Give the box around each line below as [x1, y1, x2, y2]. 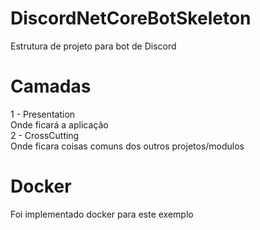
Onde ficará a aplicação [10, 118, 109, 131]
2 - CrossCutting [10, 129, 80, 141]
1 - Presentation [10, 108, 76, 120]
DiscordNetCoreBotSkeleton [10, 7, 252, 30]
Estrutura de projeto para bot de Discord [10, 40, 177, 52]
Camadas [10, 75, 92, 98]
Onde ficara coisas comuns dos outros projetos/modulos [10, 140, 245, 152]
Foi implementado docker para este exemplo [10, 208, 194, 220]
